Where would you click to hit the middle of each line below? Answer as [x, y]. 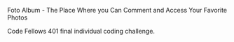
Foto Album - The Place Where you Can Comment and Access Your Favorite [117, 10]
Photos [18, 17]
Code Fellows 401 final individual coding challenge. [81, 31]
